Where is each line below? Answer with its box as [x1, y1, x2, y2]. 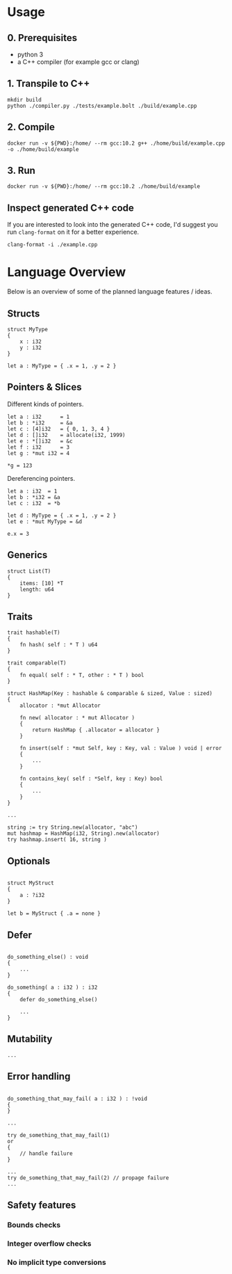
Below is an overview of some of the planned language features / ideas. [7, 287, 213, 296]
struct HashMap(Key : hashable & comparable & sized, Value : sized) [7, 690, 213, 697]
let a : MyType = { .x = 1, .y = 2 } [7, 363, 117, 369]
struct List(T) [7, 568, 51, 575]
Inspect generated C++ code [7, 202, 134, 214]
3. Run [7, 165, 36, 177]
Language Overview [7, 264, 126, 280]
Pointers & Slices [7, 381, 82, 393]
